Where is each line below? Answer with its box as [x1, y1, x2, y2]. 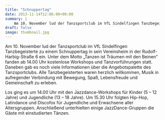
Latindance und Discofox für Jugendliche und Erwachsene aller [5, 100, 134, 105]
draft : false [5, 25, 32, 30]
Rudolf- [142, 48, 158, 54]
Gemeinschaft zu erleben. [5, 80, 57, 86]
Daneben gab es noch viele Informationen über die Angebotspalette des [5, 64, 151, 70]
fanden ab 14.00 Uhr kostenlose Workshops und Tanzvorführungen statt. [5, 59, 153, 65]
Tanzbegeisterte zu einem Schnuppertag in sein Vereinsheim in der [5, 48, 141, 54]
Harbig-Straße [5, 54, 34, 59]
